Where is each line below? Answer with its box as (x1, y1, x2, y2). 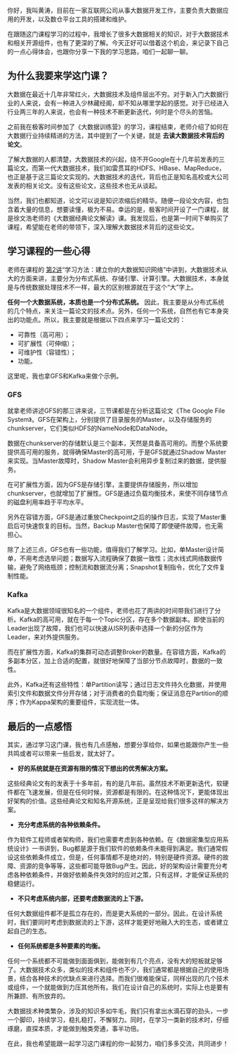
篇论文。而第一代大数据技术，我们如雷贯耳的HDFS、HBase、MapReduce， (7, 164, 225, 172)
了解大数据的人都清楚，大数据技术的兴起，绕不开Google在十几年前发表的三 (7, 155, 225, 163)
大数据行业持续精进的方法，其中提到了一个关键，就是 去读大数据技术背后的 (7, 131, 225, 139)
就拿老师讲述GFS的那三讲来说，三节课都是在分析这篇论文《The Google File (7, 406, 225, 415)
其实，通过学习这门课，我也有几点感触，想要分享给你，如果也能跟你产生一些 (7, 740, 229, 749)
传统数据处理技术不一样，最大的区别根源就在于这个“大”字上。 (19, 283, 198, 291)
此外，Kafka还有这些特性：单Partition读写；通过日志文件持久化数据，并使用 (7, 681, 227, 689)
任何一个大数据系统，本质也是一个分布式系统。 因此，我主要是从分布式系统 (7, 297, 225, 306)
